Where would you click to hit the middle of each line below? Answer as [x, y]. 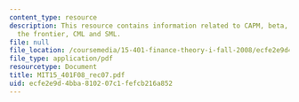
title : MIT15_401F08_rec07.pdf [67, 75]
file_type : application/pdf [61, 59]
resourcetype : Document [53, 67]
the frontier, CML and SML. [69, 34]
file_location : [37, 51]
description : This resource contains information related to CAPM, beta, [149, 26]
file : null [29, 42]
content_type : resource [53, 17]
